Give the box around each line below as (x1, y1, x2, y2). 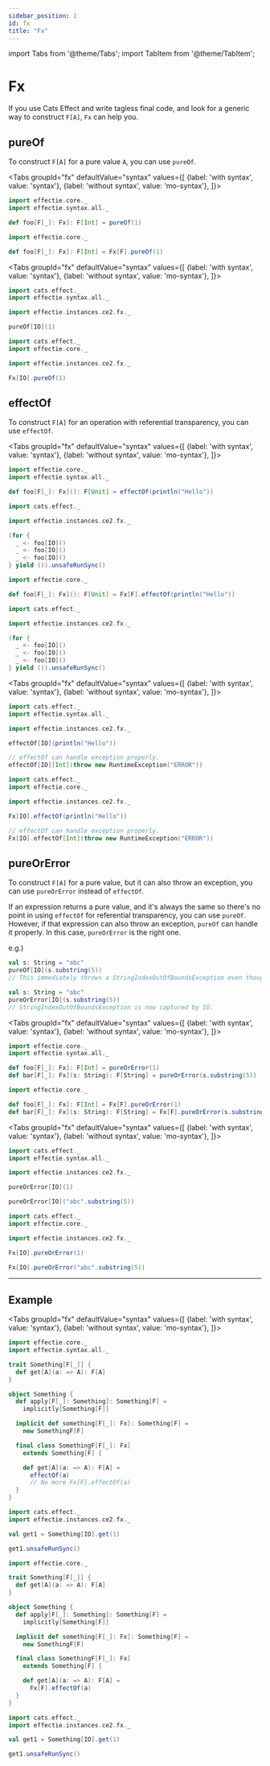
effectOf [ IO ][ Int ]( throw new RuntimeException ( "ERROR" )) (8, 761, 203, 770)
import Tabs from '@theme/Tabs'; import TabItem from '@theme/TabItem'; (8, 49, 256, 59)
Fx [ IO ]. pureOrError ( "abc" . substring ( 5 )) (8, 1263, 146, 1272)
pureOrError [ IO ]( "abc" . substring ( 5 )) (8, 1198, 135, 1206)
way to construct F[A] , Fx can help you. (8, 112, 139, 122)
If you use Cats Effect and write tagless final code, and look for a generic (8, 104, 250, 113)
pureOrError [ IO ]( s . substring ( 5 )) (8, 996, 121, 1004)
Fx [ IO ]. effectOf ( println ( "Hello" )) (8, 812, 128, 820)
